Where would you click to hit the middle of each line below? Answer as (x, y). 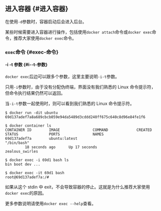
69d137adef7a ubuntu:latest (41, 138)
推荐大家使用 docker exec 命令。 (45, 38)
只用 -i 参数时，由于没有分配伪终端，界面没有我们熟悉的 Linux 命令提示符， (80, 87)
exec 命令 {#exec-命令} (32, 52)
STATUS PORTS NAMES (55, 134)
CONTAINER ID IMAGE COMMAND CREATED (79, 130)
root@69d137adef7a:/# (27, 177)
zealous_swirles (22, 151)
